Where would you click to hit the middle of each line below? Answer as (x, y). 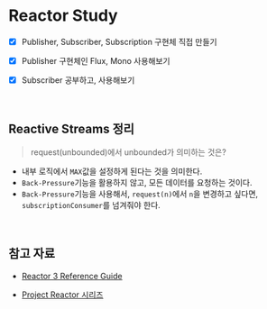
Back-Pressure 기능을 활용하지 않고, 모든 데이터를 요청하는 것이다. (137, 182)
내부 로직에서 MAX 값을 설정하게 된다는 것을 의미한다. (112, 171)
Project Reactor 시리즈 (62, 295)
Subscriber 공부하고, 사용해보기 (78, 80)
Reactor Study (63, 16)
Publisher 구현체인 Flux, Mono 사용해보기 (96, 61)
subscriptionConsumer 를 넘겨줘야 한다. (91, 204)
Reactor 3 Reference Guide (72, 276)
